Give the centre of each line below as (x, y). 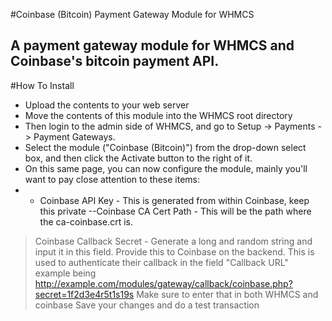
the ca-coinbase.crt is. (86, 221)
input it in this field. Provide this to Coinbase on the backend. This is (174, 251)
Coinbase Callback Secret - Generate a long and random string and (173, 241)
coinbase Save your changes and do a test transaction (147, 305)
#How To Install (42, 85)
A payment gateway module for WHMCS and (152, 45)
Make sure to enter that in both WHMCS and (227, 294)
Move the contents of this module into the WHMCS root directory (158, 115)
